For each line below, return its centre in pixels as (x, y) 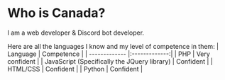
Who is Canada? (56, 13)
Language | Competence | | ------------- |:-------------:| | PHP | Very (109, 54)
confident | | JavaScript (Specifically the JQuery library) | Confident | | (110, 61)
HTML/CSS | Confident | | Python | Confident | (75, 69)
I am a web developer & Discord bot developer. (76, 33)
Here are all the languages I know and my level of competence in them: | (113, 46)
